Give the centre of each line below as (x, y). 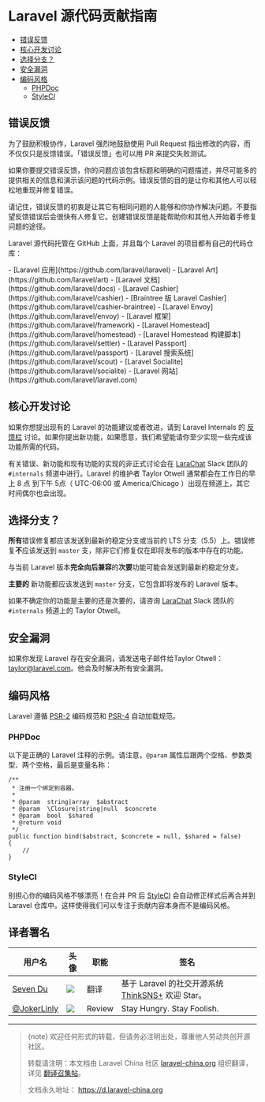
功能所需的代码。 (36, 446)
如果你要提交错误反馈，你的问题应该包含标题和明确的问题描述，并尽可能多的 (132, 170)
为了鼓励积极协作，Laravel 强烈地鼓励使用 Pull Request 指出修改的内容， (126, 144)
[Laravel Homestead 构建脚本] (192, 334)
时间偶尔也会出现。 (39, 493)
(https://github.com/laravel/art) (58, 279)
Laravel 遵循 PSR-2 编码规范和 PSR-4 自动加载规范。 (94, 716)
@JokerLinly (35, 1009)
